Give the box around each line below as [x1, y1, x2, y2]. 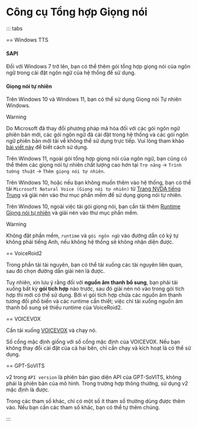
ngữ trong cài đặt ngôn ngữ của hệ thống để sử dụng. [6, 69, 136, 76]
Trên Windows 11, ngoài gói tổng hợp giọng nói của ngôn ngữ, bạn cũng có [6, 155, 188, 162]
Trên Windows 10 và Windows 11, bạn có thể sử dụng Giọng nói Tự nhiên [6, 96, 182, 103]
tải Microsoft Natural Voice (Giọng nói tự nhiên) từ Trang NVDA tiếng [6, 185, 181, 192]
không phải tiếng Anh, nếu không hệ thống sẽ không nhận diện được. [6, 238, 174, 245]
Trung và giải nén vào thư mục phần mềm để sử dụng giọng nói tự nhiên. [6, 192, 182, 199]
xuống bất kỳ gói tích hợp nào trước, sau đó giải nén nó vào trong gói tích [6, 285, 185, 293]
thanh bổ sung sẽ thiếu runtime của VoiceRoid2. [6, 304, 122, 311]
